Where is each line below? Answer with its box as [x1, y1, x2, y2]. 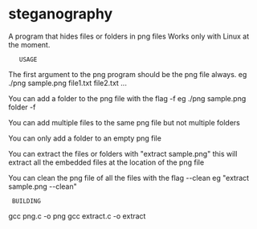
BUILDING [11, 197, 42, 205]
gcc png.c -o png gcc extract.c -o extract [8, 211, 146, 221]
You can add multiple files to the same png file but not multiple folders [8, 117, 241, 127]
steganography [8, 5, 113, 23]
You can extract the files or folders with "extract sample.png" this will [8, 149, 238, 158]
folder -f [8, 102, 36, 112]
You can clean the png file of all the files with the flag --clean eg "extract [8, 173, 250, 182]
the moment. [8, 39, 51, 49]
